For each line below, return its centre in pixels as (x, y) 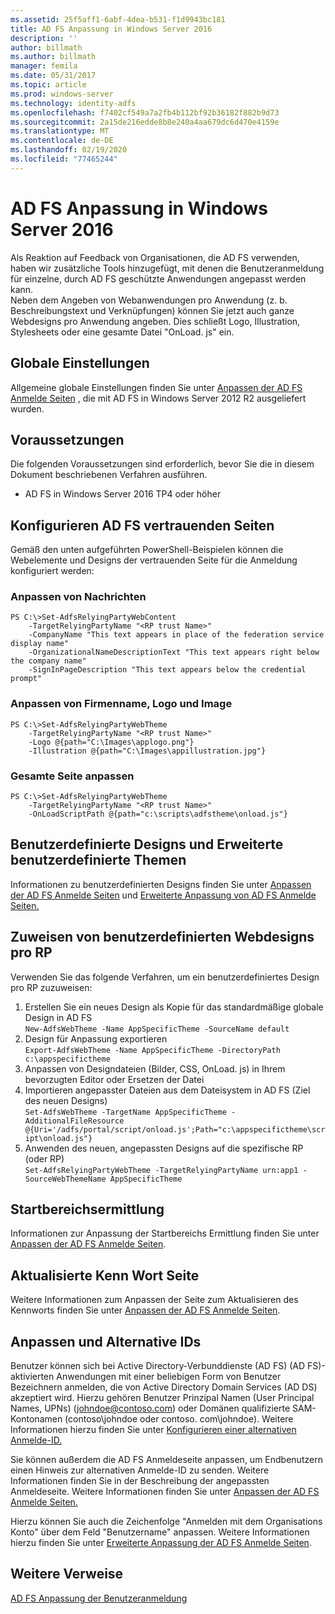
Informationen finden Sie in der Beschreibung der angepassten (140, 1481)
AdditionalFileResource (74, 1121)
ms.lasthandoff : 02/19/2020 (69, 150)
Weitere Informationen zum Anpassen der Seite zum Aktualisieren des (154, 1300)
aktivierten (32, 1377)
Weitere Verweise (67, 1574)
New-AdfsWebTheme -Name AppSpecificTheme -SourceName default (157, 1029)
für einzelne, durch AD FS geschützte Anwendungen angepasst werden (158, 278)
